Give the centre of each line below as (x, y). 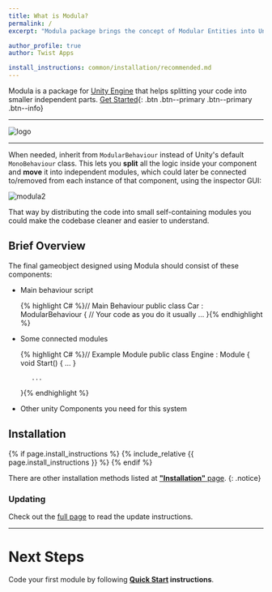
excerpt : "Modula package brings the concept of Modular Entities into (132, 31)
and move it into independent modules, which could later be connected (127, 172)
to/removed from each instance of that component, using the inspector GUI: (135, 180)
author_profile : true (45, 45)
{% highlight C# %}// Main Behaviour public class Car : (112, 306)
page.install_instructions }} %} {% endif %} (81, 462)
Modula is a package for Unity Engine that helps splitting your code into (127, 91)
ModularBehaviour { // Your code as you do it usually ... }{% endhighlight (141, 314)
